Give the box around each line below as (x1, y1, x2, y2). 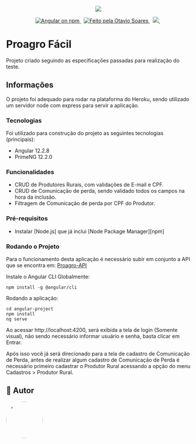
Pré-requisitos (6, 214, 48, 223)
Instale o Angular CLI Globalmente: (6, 273, 90, 280)
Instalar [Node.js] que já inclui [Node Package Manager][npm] (14, 228, 165, 235)
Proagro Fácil (6, 38, 72, 51)
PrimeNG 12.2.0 (14, 154, 53, 161)
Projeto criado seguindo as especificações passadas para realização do (6, 57, 180, 64)
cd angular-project (6, 306, 54, 312)
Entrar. (6, 339, 22, 346)
